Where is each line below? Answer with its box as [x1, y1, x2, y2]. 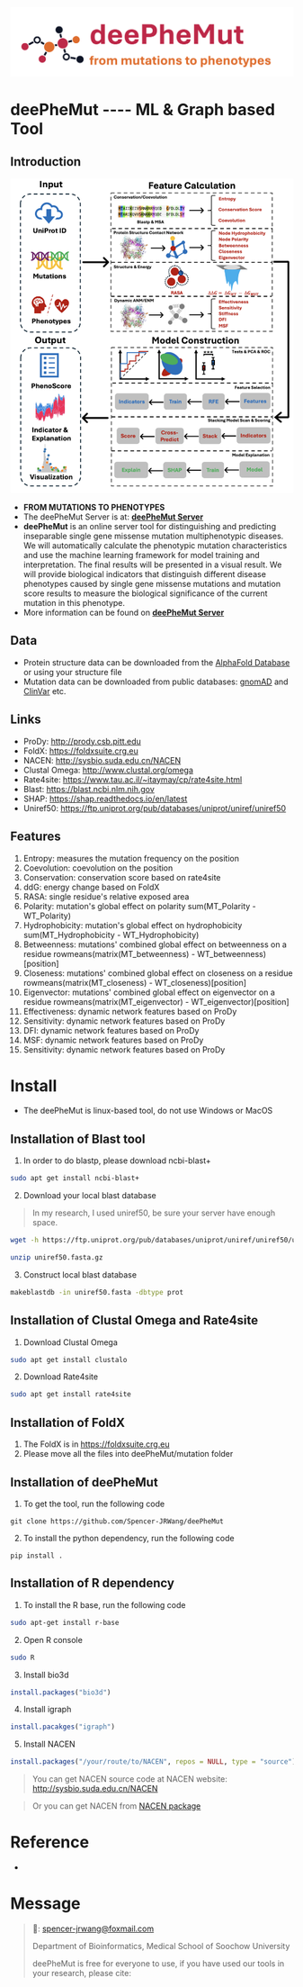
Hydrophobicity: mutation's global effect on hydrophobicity [22, 919, 243, 930]
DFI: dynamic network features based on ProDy [22, 1025, 200, 1035]
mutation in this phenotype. [22, 598, 125, 609]
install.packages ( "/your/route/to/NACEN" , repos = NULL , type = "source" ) [10, 1757, 297, 1766]
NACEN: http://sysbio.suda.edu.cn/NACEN [22, 754, 182, 765]
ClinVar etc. [22, 685, 67, 696]
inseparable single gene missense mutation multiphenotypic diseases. [22, 530, 284, 542]
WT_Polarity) [22, 910, 71, 921]
